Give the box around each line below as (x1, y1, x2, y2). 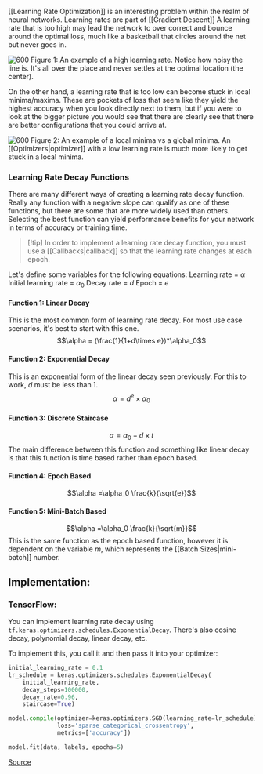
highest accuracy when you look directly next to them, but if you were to (8, 104, 242, 113)
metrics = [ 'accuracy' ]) (57, 729, 131, 737)
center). (8, 72, 34, 81)
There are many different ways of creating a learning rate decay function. (8, 190, 245, 199)
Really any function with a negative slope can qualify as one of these (8, 198, 230, 207)
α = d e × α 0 (112, 392, 151, 405)
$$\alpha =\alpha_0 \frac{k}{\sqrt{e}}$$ (67, 489, 196, 498)
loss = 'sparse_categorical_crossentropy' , (57, 721, 194, 730)
